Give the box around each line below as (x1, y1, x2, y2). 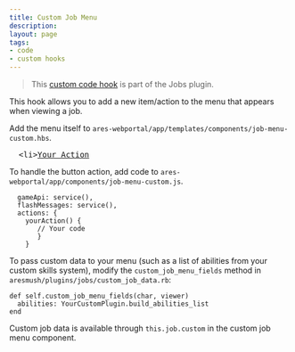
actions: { (17, 209, 58, 217)
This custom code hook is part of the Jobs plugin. (30, 79, 214, 89)
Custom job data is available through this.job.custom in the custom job (9, 323, 272, 333)
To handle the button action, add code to (9, 167, 159, 176)
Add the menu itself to (9, 123, 91, 134)
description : (9, 21, 58, 30)
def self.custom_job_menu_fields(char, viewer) (9, 291, 190, 300)
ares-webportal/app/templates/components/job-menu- (92, 125, 289, 134)
